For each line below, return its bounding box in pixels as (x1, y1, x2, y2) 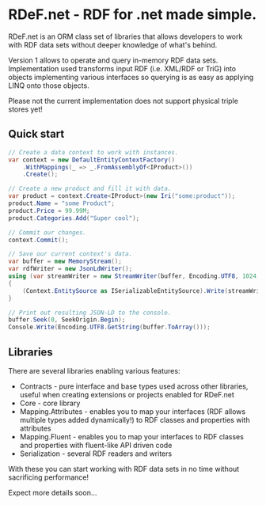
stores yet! (8, 104, 44, 114)
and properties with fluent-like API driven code (19, 440, 173, 450)
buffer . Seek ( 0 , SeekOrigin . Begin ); (8, 316, 126, 324)
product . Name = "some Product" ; (8, 199, 115, 207)
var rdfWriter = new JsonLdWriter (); (8, 265, 133, 273)
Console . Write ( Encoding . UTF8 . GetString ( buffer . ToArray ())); (8, 323, 211, 332)
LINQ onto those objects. (8, 81, 89, 90)
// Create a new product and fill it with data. (8, 184, 172, 193)
